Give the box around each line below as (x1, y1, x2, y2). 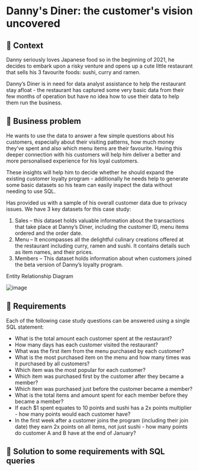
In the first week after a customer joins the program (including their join (14, 416, 188, 424)
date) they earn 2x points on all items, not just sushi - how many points (14, 423, 188, 430)
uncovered (6, 17, 61, 30)
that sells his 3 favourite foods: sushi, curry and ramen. (6, 69, 141, 75)
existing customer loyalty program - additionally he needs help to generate (6, 175, 188, 182)
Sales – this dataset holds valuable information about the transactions (14, 217, 185, 224)
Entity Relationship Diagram (6, 272, 74, 279)
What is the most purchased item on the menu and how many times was (14, 354, 191, 361)
